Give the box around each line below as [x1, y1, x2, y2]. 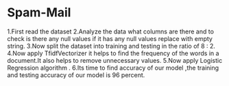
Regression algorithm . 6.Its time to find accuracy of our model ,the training [7, 63, 219, 72]
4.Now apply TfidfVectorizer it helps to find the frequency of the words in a [7, 49, 219, 57]
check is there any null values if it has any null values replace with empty [7, 34, 213, 42]
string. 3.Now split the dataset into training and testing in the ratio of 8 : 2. [7, 42, 216, 50]
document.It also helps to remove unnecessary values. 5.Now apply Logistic [7, 56, 223, 64]
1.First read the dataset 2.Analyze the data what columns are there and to [7, 27, 215, 35]
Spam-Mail [7, 5, 71, 20]
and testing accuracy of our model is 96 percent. [7, 70, 145, 79]
